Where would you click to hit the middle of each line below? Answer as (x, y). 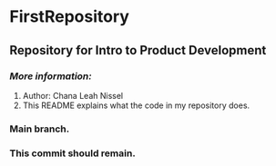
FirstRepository (70, 17)
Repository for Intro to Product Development (138, 50)
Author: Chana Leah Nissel (73, 95)
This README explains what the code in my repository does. (136, 105)
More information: (51, 76)
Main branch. (40, 129)
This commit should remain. (73, 153)
